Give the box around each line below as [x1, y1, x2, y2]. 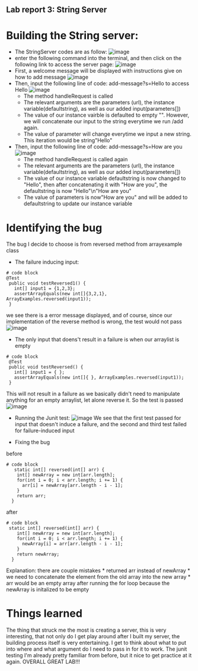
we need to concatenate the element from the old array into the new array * [6, 573, 191, 581]
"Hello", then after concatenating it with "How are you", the [23, 181, 168, 188]
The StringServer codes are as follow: [14, 48, 108, 55]
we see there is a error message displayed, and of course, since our [6, 312, 173, 319]
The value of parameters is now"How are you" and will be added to [23, 194, 188, 201]
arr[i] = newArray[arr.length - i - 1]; [21, 482, 123, 489]
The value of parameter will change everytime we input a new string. [23, 130, 191, 138]
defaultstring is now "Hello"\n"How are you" [23, 188, 132, 195]
